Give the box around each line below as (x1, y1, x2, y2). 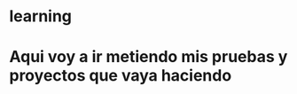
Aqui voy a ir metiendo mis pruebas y (9, 47, 288, 67)
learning (9, 6, 73, 27)
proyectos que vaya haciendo (9, 66, 232, 86)
